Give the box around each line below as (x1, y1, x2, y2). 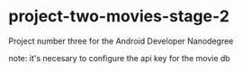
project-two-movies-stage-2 (8, 6, 230, 27)
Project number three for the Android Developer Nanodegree (8, 36, 234, 46)
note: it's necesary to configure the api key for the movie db (8, 52, 230, 63)
